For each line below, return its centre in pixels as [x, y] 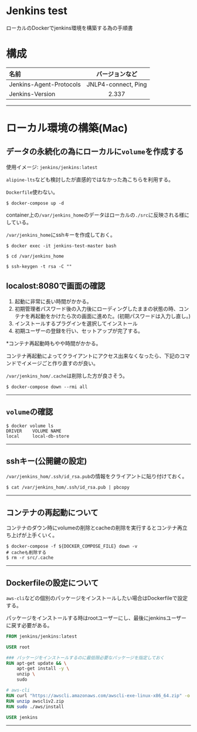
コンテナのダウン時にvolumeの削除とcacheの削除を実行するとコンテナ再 [94, 528]
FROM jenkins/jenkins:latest [42, 636]
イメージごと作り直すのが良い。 [60, 363]
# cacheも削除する [26, 553]
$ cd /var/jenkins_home [35, 256]
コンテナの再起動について [52, 513]
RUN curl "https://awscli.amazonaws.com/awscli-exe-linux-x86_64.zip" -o [98, 695]
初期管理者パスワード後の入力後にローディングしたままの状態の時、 [96, 309]
